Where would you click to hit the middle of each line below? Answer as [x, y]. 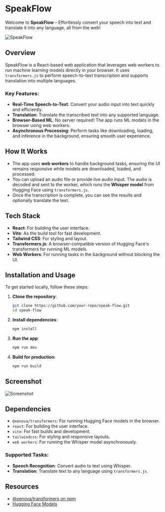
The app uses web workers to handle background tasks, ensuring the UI [86, 163]
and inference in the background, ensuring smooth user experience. [82, 136]
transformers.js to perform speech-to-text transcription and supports [77, 75]
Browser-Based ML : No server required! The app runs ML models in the [86, 120]
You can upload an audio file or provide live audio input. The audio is [82, 179]
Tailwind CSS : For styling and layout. [50, 238]
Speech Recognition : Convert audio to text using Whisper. [72, 466]
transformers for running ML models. [50, 249]
